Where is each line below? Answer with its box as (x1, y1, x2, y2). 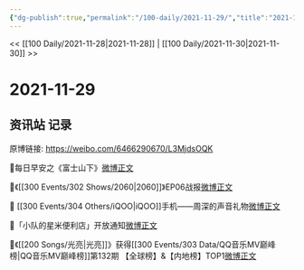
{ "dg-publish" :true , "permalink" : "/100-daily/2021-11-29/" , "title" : (9, 13, 270, 23)
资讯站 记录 (9, 117, 72, 133)
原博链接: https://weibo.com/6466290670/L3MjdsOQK (9, 143, 214, 154)
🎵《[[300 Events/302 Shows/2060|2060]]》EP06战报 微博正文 (9, 182, 233, 192)
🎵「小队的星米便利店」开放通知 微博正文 (9, 219, 158, 230)
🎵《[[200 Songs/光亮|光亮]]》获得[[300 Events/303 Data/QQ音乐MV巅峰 (9, 238, 276, 249)
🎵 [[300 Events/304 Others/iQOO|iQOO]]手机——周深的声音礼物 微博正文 (9, 200, 280, 211)
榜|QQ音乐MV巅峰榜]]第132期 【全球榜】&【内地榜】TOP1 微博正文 (9, 250, 257, 261)
